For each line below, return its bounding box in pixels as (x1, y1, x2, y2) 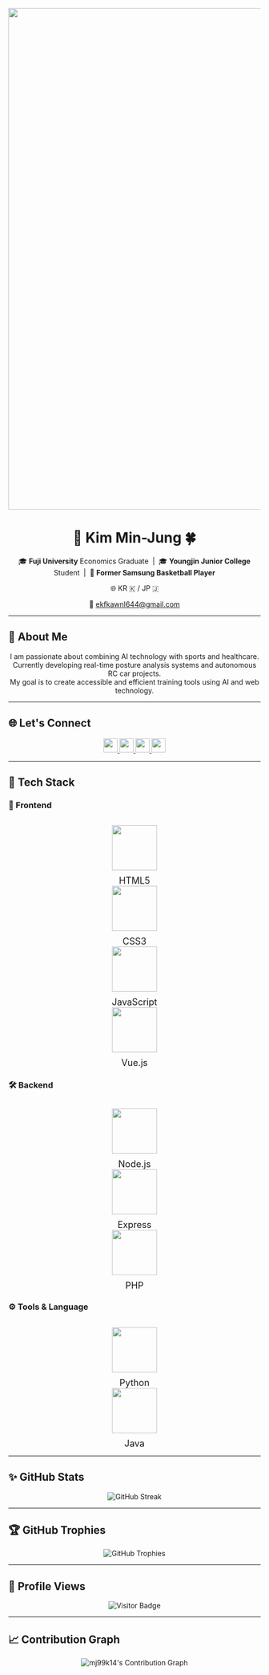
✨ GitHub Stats (8, 1470, 85, 1484)
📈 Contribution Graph (8, 1632, 120, 1646)
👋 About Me (8, 630, 68, 644)
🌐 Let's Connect (8, 717, 91, 730)
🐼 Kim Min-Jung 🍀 (72, 529, 196, 547)
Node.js (118, 1158, 151, 1169)
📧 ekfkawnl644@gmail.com (89, 599, 180, 609)
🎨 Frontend (8, 799, 52, 811)
